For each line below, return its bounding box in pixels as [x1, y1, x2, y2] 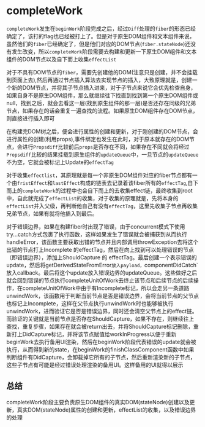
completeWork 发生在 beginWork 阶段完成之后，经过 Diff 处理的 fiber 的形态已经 [6, 25, 196, 32]
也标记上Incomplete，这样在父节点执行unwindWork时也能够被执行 [6, 299, 174, 307]
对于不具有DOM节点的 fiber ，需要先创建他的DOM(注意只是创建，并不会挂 [6, 68, 193, 76]
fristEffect [17, 180, 48, 186]
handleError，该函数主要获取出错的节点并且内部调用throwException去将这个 [6, 238, 199, 246]
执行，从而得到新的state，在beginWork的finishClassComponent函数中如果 [6, 345, 195, 353]
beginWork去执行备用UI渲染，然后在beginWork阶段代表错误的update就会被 [6, 338, 196, 345]
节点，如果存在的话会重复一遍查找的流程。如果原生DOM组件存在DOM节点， [6, 107, 198, 114]
